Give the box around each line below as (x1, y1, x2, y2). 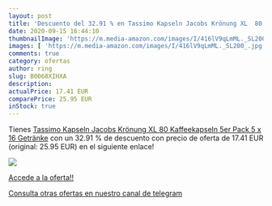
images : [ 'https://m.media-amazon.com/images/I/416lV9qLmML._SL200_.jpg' (8, 42, 266, 50)
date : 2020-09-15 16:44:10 (8, 27, 100, 35)
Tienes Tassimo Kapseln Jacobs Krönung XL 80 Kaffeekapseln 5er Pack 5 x (8, 125, 261, 135)
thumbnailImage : (8, 34, 63, 43)
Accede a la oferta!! (8, 173, 74, 182)
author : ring (8, 65, 53, 73)
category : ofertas (8, 58, 70, 66)
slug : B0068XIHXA (8, 72, 67, 80)
